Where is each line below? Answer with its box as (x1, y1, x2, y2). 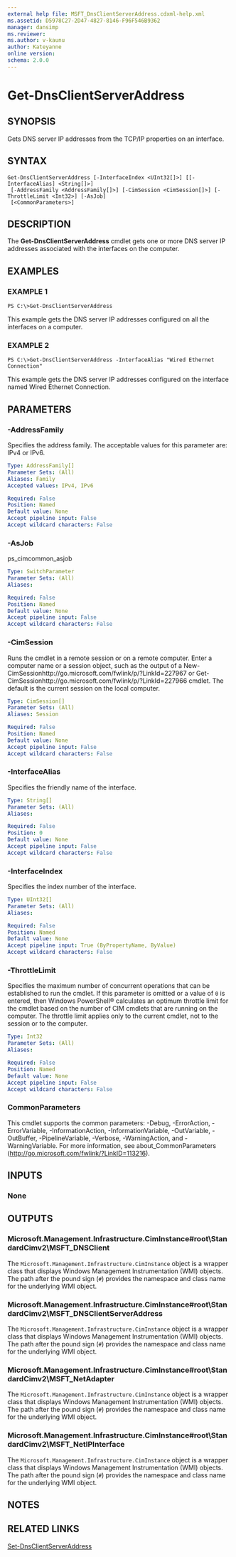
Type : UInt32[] (7, 896, 53, 903)
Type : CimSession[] (7, 698, 65, 705)
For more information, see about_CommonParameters (59, 1141, 217, 1149)
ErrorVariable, (7, 1126, 48, 1134)
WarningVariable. (7, 1141, 58, 1149)
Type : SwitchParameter (7, 568, 75, 575)
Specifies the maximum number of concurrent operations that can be (7, 982, 210, 990)
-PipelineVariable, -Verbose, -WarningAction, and (38, 1134, 183, 1142)
